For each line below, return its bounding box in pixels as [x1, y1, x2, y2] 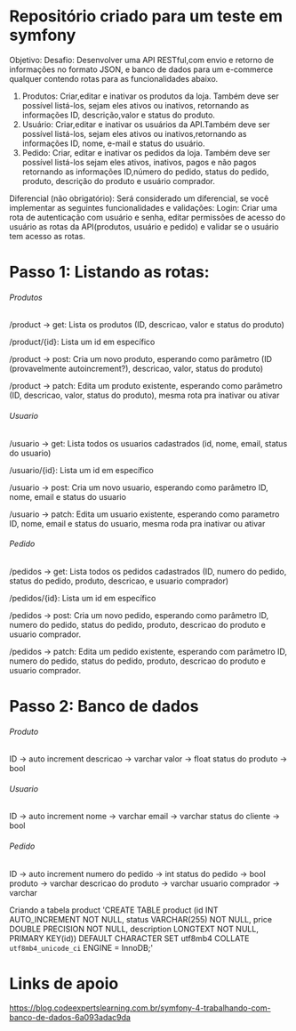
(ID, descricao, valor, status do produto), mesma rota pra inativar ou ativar [9, 390, 280, 401]
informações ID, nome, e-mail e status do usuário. [21, 138, 205, 149]
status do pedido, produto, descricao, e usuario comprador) [9, 576, 229, 586]
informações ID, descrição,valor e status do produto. [21, 109, 216, 120]
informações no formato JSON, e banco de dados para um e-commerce [9, 64, 274, 75]
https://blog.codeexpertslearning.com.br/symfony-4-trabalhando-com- [9, 1003, 271, 1013]
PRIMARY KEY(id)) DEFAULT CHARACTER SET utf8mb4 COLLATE [9, 932, 250, 944]
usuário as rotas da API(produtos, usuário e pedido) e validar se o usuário [9, 221, 279, 232]
